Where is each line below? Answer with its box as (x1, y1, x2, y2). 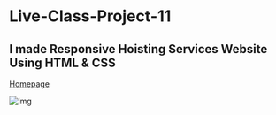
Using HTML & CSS (9, 55, 117, 70)
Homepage (9, 79, 50, 89)
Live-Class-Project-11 (9, 6, 172, 27)
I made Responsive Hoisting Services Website (9, 42, 268, 57)
